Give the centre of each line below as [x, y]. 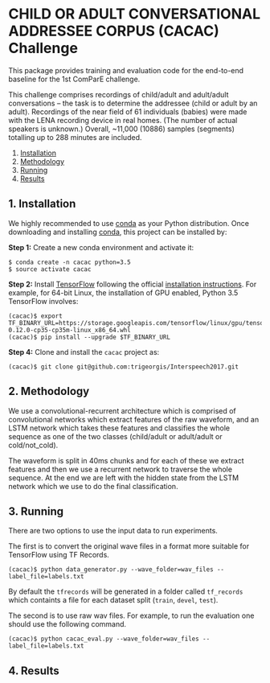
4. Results [34, 671]
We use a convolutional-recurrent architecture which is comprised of [123, 410]
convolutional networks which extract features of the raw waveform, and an [134, 419]
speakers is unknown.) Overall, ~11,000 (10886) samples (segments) [122, 129]
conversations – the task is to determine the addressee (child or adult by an [133, 103]
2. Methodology [49, 391]
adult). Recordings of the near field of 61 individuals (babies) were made [128, 111]
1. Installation [42, 204]
